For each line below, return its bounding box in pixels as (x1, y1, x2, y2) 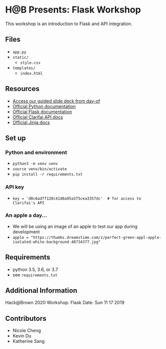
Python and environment (5, 149, 67, 156)
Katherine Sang (12, 338, 45, 344)
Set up (5, 134, 26, 142)
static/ (12, 55, 29, 60)
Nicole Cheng (12, 327, 41, 333)
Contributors (5, 314, 47, 323)
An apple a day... (5, 212, 47, 219)
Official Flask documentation (12, 109, 72, 115)
